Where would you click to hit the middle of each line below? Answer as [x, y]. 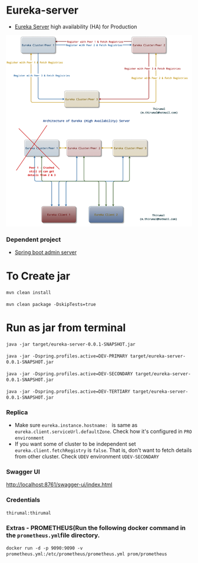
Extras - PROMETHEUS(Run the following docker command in [96, 528]
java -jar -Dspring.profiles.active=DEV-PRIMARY [67, 356]
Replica [17, 412]
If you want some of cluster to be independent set [75, 444]
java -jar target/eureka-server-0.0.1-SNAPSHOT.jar [71, 344]
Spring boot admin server [46, 252]
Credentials [23, 500]
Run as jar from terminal [66, 328]
